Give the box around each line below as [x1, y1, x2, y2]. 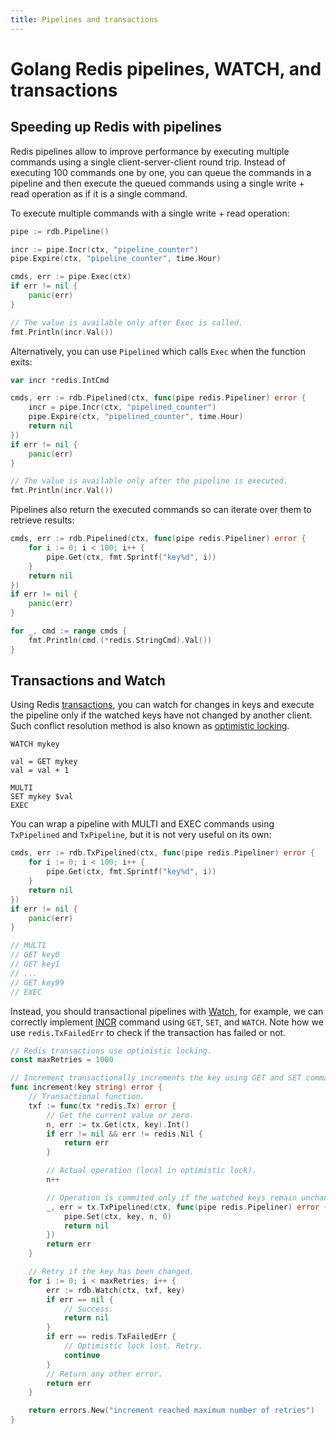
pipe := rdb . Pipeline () [10, 226, 110, 236]
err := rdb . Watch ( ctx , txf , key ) [46, 1285, 186, 1295]
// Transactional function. [28, 1092, 145, 1102]
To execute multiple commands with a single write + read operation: [10, 207, 290, 219]
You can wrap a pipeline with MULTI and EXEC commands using [10, 818, 275, 830]
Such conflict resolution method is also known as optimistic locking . [10, 720, 290, 732]
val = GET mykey [10, 757, 78, 767]
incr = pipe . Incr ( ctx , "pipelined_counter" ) [28, 402, 217, 413]
